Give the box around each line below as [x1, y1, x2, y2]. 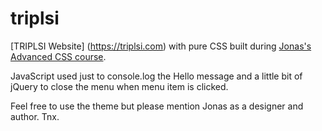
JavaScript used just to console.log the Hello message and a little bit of [10, 70, 303, 82]
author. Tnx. [10, 110, 60, 122]
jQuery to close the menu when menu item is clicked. [10, 80, 229, 92]
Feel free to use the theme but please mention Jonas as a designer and [10, 100, 304, 112]
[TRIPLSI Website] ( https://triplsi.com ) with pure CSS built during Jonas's [10, 40, 312, 52]
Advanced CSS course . [10, 50, 107, 62]
